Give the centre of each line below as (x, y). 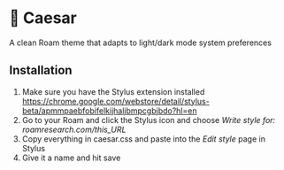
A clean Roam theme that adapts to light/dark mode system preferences (141, 42)
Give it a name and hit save (71, 158)
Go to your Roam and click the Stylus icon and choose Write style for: (149, 120)
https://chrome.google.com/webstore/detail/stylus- (115, 101)
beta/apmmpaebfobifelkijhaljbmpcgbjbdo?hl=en (109, 111)
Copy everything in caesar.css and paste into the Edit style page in (143, 139)
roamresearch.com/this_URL (74, 129)
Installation (41, 70)
